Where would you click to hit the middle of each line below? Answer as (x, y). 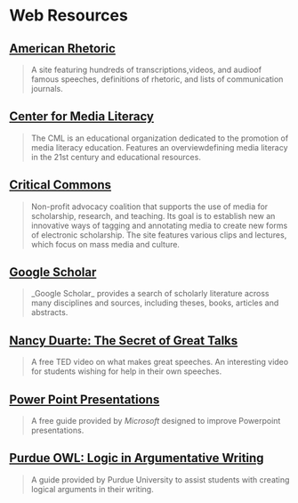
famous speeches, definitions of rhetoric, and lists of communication (157, 79)
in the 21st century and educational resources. (116, 157)
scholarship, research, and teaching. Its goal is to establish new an (153, 215)
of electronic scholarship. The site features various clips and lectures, (159, 235)
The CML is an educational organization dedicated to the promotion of (160, 138)
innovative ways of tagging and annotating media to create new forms (159, 225)
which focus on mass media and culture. (105, 244)
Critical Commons (60, 185)
